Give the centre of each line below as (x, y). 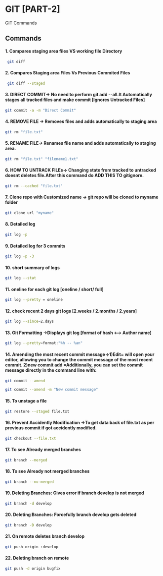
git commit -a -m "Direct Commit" (41, 110)
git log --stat (21, 278)
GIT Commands (21, 23)
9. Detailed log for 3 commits (35, 246)
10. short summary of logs (33, 267)
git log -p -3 (20, 256)
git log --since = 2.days (30, 321)
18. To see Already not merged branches (47, 471)
